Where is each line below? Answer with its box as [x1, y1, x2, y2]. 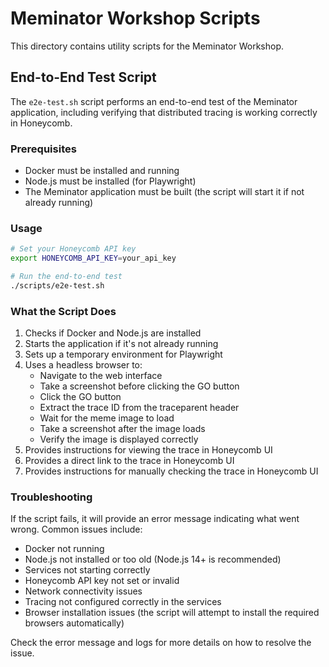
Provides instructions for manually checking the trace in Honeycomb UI [24, 465, 319, 477]
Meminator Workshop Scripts [10, 7, 261, 30]
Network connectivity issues [24, 585, 143, 597]
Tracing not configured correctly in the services [24, 596, 222, 608]
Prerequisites [10, 142, 77, 156]
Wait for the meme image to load [39, 412, 175, 424]
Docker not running [24, 543, 105, 555]
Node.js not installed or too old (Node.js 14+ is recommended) [24, 553, 282, 566]
